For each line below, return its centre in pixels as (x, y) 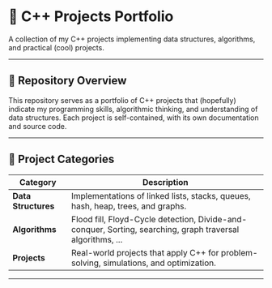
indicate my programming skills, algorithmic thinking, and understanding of (133, 109)
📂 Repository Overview (68, 81)
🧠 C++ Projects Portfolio (91, 17)
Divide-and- (223, 219)
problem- (240, 252)
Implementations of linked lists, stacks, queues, (161, 196)
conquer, (89, 229)
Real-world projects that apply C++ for (145, 252)
